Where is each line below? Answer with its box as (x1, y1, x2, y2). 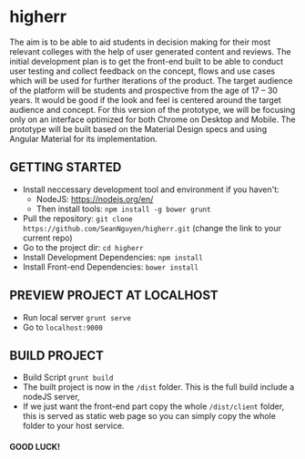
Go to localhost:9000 (22, 321, 103, 332)
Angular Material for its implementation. (9, 133, 158, 144)
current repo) (22, 232, 73, 243)
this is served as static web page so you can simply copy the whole (22, 411, 276, 422)
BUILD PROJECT (9, 348, 105, 363)
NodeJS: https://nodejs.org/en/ (36, 193, 154, 204)
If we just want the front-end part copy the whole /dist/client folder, (22, 401, 285, 412)
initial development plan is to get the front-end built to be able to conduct (9, 56, 284, 66)
